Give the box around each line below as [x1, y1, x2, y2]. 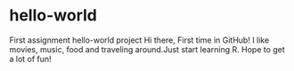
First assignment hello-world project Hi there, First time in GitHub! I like [9, 35, 270, 45]
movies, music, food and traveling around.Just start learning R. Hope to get [9, 43, 285, 54]
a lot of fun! [9, 53, 52, 64]
